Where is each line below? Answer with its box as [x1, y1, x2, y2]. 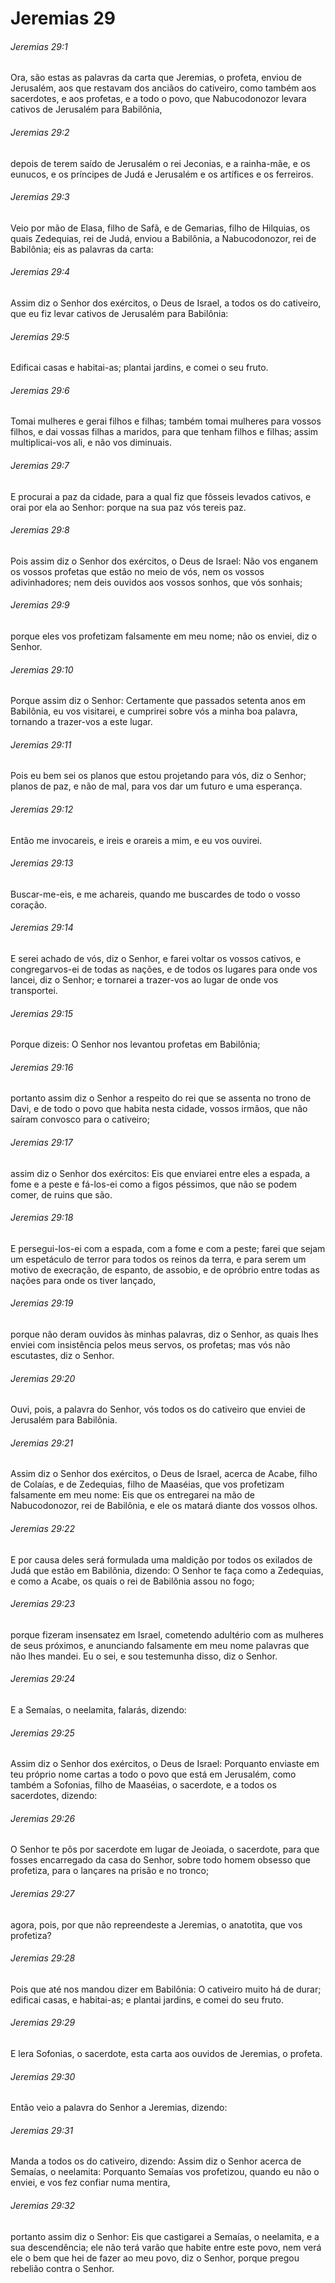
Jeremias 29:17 [10, 1137, 73, 1149]
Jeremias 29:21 [10, 1437, 74, 1449]
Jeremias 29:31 [10, 2124, 74, 2136]
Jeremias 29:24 [10, 1673, 76, 1685]
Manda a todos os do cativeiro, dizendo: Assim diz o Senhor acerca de [10, 2155, 302, 2167]
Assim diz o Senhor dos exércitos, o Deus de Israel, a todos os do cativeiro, [10, 297, 322, 309]
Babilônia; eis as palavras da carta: [10, 243, 154, 255]
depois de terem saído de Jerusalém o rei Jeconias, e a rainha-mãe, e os [10, 157, 311, 169]
